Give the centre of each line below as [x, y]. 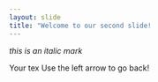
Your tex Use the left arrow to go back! [79, 68]
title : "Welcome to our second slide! [80, 26]
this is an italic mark [46, 50]
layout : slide [35, 17]
